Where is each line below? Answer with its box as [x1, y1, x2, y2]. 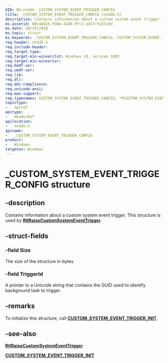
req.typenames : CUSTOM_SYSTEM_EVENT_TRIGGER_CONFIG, [5, 95, 117, 100]
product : [5, 137, 23, 142]
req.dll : [5, 77, 23, 82]
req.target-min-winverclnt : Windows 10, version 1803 [5, 53, 120, 59]
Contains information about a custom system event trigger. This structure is [5, 212, 161, 218]
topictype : [5, 100, 28, 105]
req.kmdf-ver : [5, 63, 35, 68]
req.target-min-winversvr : [5, 58, 61, 63]
